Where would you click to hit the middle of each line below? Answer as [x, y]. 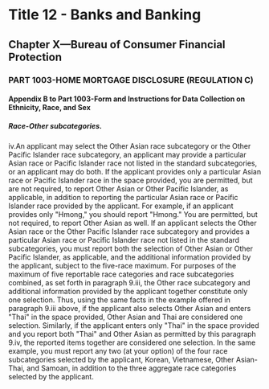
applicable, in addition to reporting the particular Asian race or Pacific [123, 198]
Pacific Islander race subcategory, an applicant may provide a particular [127, 155]
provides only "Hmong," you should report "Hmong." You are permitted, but [133, 215]
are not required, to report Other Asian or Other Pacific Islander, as [118, 189]
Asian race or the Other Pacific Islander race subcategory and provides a [129, 231]
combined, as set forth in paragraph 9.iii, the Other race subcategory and [129, 283]
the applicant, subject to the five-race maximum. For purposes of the [122, 266]
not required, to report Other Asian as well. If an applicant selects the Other [132, 223]
